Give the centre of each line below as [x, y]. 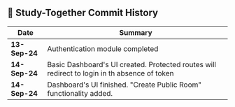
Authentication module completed [103, 48]
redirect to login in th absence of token [111, 73]
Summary [135, 32]
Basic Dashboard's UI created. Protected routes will [132, 64]
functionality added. [80, 93]
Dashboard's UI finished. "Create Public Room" [124, 85]
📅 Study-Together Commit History [83, 13]
